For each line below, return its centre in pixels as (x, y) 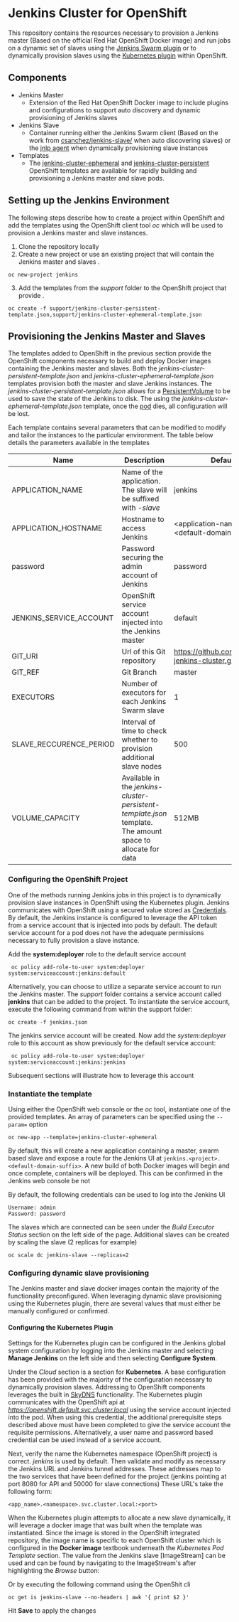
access (134, 528)
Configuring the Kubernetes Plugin (61, 1327)
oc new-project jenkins (43, 274)
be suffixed (140, 499)
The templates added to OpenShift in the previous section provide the (110, 353)
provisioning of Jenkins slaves (73, 117)
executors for (144, 693)
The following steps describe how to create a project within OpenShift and (117, 218)
